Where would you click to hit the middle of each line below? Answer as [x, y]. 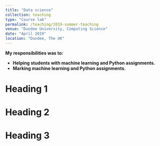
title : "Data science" [29, 10]
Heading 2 [27, 112]
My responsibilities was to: [34, 53]
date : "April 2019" [26, 34]
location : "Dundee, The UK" [35, 39]
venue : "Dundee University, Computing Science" [57, 29]
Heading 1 [27, 89]
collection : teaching [28, 15]
